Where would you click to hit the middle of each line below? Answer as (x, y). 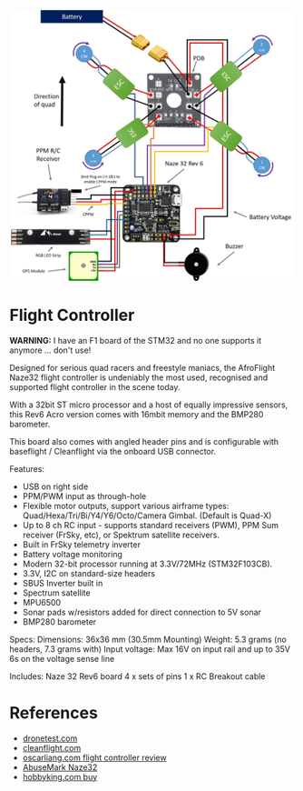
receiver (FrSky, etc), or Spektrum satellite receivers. (121, 535)
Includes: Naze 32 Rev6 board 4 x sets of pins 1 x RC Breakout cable (137, 676)
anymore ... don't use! (50, 350)
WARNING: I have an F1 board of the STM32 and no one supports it (136, 340)
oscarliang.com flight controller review (94, 757)
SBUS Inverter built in (63, 583)
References (54, 713)
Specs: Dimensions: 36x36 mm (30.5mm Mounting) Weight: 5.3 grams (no (148, 639)
